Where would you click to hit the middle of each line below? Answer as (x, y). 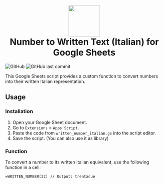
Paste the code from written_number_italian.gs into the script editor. (84, 133)
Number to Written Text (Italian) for (84, 42)
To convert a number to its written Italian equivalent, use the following (77, 162)
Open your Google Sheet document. (50, 122)
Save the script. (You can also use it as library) (60, 138)
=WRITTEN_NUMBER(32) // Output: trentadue (50, 176)
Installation (19, 111)
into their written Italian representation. (45, 81)
